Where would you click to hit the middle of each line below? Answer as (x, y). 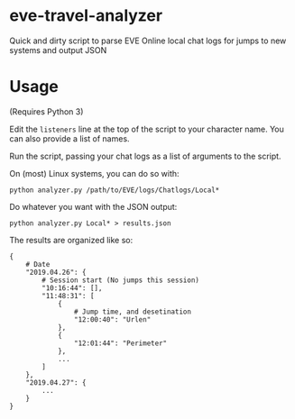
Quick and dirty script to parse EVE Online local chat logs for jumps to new (148, 41)
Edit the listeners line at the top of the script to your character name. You (147, 129)
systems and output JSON (58, 50)
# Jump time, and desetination (133, 312)
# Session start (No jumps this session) (121, 280)
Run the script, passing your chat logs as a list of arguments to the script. (145, 156)
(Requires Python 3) (46, 111)
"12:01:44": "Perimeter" (120, 343)
